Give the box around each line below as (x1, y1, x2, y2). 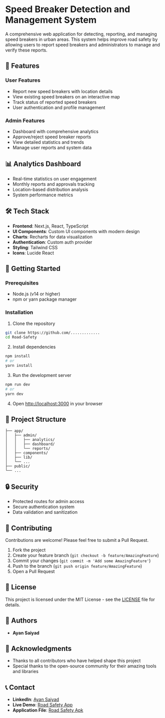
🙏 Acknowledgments (5, 644, 72, 653)
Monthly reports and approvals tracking (12, 181, 95, 187)
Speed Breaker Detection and (5, 4, 130, 15)
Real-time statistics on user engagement (12, 176, 97, 182)
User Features (5, 77, 41, 84)
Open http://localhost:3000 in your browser (12, 400, 103, 407)
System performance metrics (12, 192, 73, 198)
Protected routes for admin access (12, 499, 85, 505)
